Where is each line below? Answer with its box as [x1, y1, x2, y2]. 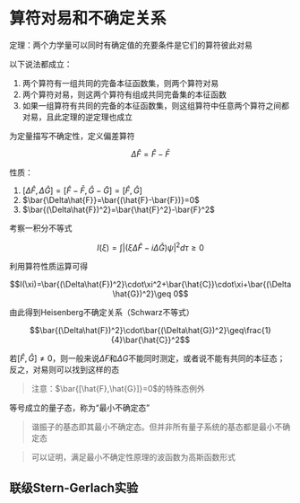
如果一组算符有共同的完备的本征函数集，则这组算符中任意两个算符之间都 [21, 100, 289, 110]
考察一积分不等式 [9, 222, 73, 234]
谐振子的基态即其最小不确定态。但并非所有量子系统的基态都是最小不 [30, 421, 283, 432]
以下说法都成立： [9, 58, 73, 69]
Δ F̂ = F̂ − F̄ [131, 148, 170, 159]
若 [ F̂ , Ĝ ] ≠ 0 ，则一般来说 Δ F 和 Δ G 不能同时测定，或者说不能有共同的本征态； [9, 352, 286, 364]
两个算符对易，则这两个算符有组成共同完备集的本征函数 [21, 89, 227, 100]
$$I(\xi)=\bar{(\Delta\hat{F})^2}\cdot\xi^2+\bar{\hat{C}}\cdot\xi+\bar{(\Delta [9, 278, 292, 289]
